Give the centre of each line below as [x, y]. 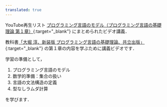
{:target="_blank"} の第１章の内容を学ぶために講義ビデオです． [71, 48]
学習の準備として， [25, 59]
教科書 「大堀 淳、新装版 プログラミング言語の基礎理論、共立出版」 [75, 42]
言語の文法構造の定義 [35, 82]
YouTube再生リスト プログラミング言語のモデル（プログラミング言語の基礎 [83, 25]
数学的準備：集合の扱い [37, 76]
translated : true [23, 10]
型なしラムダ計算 [30, 88]
